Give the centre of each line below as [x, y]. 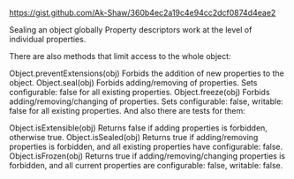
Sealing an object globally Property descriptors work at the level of [131, 30]
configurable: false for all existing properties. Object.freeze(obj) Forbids [140, 92]
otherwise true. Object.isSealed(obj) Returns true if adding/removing [134, 137]
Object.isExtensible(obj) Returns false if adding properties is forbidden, [138, 128]
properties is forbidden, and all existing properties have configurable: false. [146, 146]
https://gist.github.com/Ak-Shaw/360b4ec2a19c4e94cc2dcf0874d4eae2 [143, 13]
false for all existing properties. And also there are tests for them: [127, 111]
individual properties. [48, 39]
